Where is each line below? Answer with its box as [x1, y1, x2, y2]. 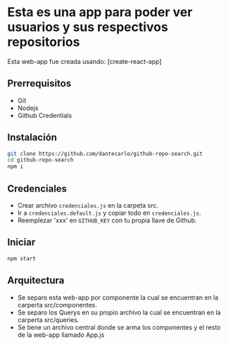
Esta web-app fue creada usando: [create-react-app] [7, 57, 162, 65]
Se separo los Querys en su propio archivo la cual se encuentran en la [17, 308, 221, 317]
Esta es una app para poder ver [7, 4, 193, 20]
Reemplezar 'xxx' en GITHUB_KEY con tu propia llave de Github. [17, 216, 197, 225]
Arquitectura [7, 274, 65, 286]
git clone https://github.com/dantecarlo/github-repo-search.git [7, 150, 203, 157]
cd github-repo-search [7, 157, 74, 164]
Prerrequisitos [7, 78, 72, 90]
